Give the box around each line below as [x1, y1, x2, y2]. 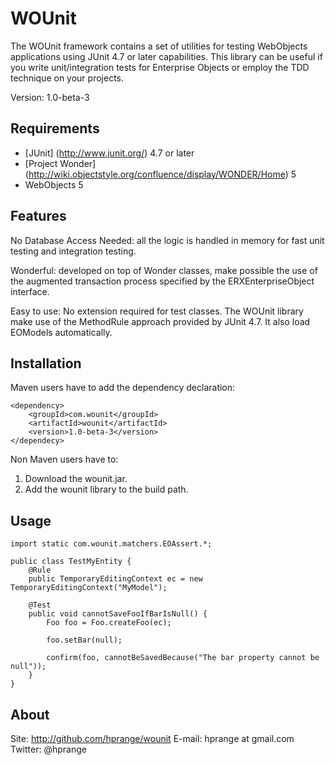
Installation [10, 355, 82, 372]
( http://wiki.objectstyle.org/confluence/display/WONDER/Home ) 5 [24, 168, 297, 180]
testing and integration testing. [10, 245, 137, 257]
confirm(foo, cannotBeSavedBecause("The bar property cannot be [46, 653, 320, 663]
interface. [10, 285, 50, 297]
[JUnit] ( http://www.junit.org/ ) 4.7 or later [24, 147, 195, 159]
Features [10, 208, 67, 225]
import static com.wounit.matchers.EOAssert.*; [10, 539, 213, 549]
